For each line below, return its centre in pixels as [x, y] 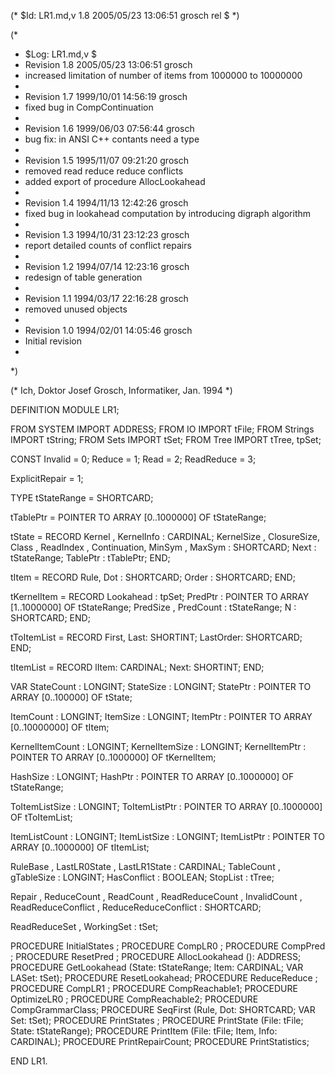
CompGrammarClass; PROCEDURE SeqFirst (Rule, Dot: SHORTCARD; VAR [163, 1009]
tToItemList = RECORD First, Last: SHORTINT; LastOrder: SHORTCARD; [156, 637]
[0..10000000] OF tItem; [60, 727]
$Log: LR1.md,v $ [60, 54]
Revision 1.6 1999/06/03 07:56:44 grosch [109, 128]
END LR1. [29, 1061]
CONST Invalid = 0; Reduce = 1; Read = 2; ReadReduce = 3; [133, 459]
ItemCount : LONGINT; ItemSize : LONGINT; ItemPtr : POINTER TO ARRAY [161, 716]
